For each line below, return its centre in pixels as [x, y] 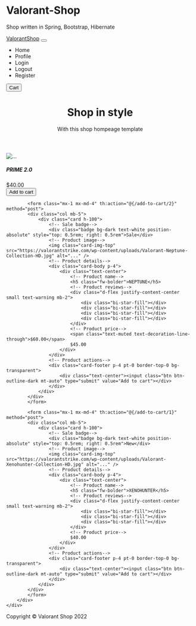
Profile [23, 56]
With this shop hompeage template [100, 129]
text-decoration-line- [162, 334]
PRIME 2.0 [19, 170]
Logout [24, 69]
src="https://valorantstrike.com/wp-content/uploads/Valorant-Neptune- [97, 250]
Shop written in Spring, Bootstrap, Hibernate [60, 27]
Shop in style [100, 112]
